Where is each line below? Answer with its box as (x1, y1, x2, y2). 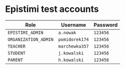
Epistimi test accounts (5, 3, 99, 15)
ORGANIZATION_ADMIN (7, 36, 54, 42)
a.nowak (58, 30, 76, 35)
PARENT (7, 57, 23, 63)
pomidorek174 (58, 36, 89, 42)
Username (61, 21, 86, 28)
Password (93, 21, 118, 28)
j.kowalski (58, 50, 84, 56)
